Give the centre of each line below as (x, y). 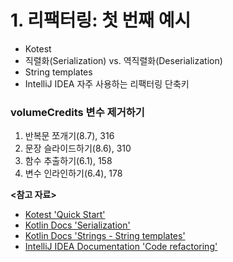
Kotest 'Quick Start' (65, 215)
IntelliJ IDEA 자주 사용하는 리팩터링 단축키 (107, 83)
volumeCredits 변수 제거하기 (77, 112)
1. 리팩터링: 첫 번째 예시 (101, 20)
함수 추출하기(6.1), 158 (68, 161)
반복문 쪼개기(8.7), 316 (69, 136)
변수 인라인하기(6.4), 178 (73, 173)
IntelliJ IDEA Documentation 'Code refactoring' (121, 247)
